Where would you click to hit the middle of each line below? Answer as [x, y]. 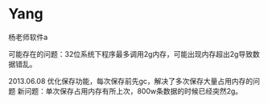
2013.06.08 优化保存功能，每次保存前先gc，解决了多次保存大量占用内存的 [131, 81]
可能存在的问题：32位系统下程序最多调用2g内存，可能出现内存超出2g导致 [131, 54]
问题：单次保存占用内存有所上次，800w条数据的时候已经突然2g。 [133, 91]
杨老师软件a [28, 37]
